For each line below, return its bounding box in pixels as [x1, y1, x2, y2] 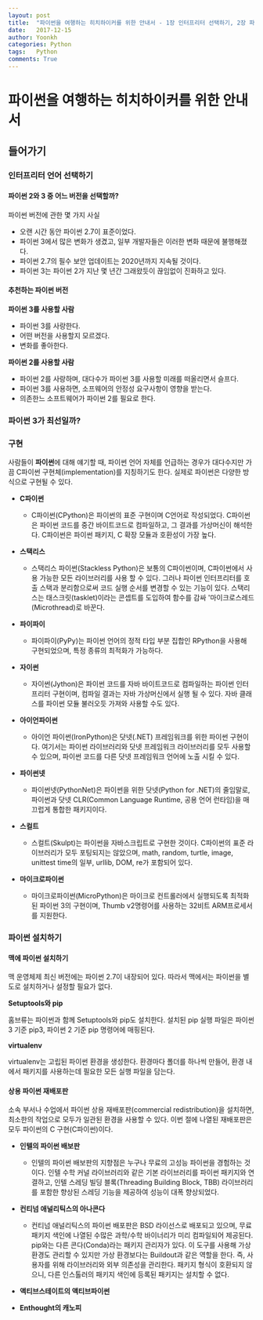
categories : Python [8, 41, 72, 49]
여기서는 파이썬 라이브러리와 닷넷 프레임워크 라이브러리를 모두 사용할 [41, 742, 251, 751]
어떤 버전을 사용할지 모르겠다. [19, 330, 110, 340]
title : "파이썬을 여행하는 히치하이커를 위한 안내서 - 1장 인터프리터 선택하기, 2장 [8, 19, 247, 27]
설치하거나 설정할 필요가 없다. [22, 982, 113, 991]
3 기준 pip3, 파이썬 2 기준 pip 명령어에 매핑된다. [8, 1025, 155, 1034]
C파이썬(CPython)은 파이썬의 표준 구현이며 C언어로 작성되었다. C [31, 511, 232, 520]
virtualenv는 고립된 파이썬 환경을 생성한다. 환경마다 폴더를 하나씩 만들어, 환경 [8, 1057, 244, 1067]
